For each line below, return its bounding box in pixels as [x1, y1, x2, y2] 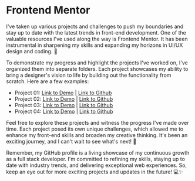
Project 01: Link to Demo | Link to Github [14, 89, 112, 96]
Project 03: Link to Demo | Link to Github [14, 101, 113, 108]
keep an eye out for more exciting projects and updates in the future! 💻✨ [6, 168, 183, 175]
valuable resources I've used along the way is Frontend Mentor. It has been [6, 35, 188, 42]
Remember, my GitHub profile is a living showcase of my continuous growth [6, 149, 190, 156]
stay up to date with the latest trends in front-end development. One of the [6, 29, 186, 36]
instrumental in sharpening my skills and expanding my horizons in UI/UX [6, 42, 183, 49]
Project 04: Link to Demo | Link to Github [14, 108, 113, 115]
